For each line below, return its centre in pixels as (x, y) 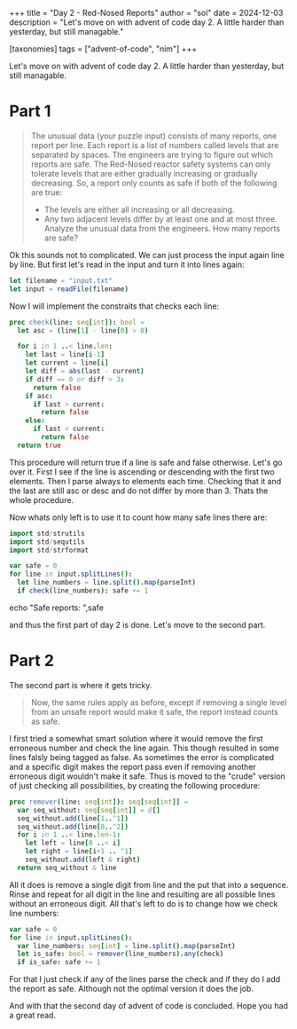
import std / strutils (47, 533)
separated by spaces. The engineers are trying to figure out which (152, 154)
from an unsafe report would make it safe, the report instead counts (155, 711)
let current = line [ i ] (67, 363)
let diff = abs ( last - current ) (85, 372)
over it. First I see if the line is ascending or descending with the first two (142, 471)
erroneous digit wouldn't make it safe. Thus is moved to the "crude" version (147, 776)
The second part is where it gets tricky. (81, 685)
